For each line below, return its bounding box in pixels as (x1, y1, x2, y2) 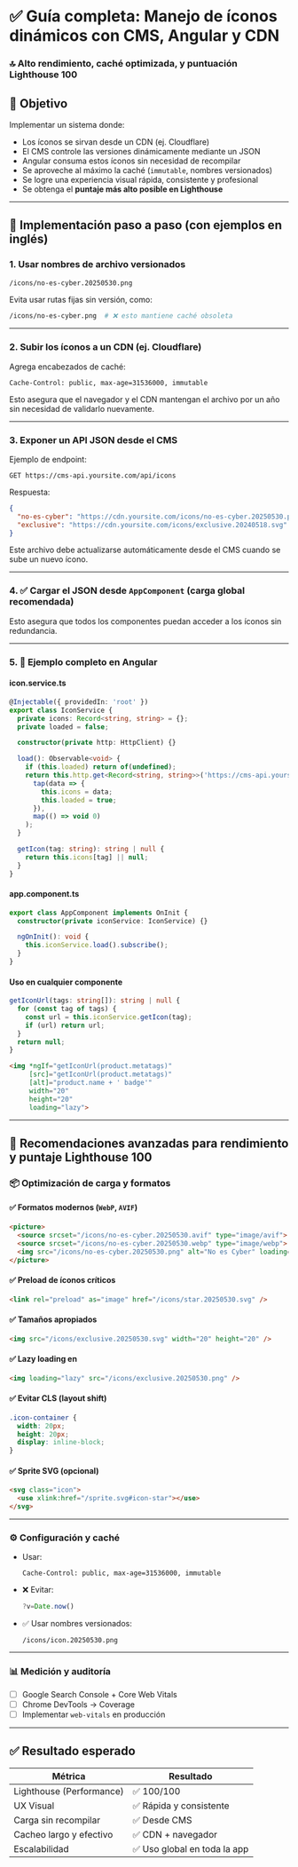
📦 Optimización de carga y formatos (9, 1176, 171, 1189)
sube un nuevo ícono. (9, 554, 89, 565)
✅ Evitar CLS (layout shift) (9, 1393, 107, 1404)
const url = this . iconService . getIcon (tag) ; (25, 1012, 192, 1022)
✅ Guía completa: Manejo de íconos (9, 6, 278, 27)
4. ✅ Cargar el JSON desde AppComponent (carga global (9, 584, 246, 597)
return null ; (17, 1037, 66, 1047)
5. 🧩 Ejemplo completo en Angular (9, 655, 158, 668)
